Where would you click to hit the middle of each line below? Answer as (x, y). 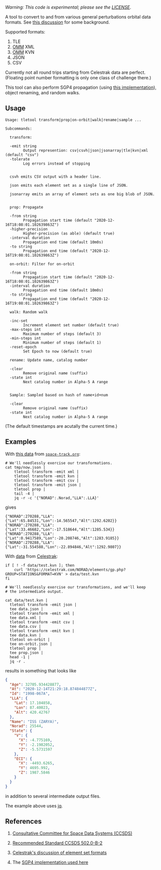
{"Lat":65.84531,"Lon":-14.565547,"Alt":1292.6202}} (61, 521)
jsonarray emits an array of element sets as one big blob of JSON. (82, 194)
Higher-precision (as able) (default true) (69, 233)
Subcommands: (19, 129)
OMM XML (23, 47)
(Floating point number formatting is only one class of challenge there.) (78, 78)
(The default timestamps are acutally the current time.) (61, 426)
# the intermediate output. (34, 591)
